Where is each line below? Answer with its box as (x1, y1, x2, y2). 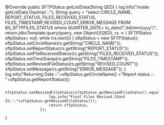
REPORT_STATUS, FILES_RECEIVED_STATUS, (5, 15, 97, 20)
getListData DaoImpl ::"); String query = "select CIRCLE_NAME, (5, 9, 132, 15)
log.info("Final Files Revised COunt (48, 94, 125, 99)
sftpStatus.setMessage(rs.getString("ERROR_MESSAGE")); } (5, 66, 126, 72)
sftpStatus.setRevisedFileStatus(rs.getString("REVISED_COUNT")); (5, 61, 139, 67)
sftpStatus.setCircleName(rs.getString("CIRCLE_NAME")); (5, 40, 122, 46)
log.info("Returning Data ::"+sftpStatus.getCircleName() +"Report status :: (5, 71, 154, 77)
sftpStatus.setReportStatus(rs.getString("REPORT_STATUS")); (5, 46, 129, 51)
